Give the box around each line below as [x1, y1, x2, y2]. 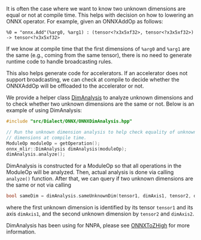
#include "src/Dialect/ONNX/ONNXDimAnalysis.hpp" [6, 118, 133, 124]
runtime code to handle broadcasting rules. [6, 58, 112, 65]
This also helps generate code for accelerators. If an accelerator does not [6, 70, 188, 77]
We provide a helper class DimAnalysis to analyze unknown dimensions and [6, 94, 193, 101]
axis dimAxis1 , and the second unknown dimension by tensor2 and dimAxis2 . [6, 210, 194, 218]
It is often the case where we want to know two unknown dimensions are [6, 5, 186, 12]
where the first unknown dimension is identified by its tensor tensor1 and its [6, 204, 193, 211]
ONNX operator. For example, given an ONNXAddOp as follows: [6, 18, 163, 25]
